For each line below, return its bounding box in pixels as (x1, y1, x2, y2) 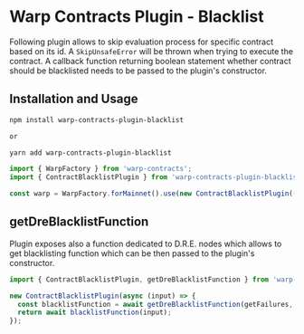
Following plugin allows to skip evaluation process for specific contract (9, 36, 274, 47)
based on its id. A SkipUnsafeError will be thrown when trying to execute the (9, 45, 294, 56)
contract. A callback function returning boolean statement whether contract (9, 55, 291, 66)
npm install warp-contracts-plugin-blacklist (9, 115, 184, 124)
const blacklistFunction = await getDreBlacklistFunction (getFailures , (17, 300, 294, 309)
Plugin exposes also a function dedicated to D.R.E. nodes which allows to (9, 238, 282, 249)
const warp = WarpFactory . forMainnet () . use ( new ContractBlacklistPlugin (9, 189, 290, 198)
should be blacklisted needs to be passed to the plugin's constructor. (9, 65, 267, 76)
